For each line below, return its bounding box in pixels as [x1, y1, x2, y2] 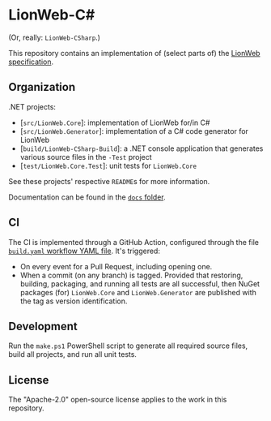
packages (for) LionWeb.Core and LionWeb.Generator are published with [19, 287, 256, 297]
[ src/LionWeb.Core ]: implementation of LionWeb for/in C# [19, 118, 210, 127]
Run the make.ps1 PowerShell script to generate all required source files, [8, 341, 248, 350]
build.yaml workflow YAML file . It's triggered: [8, 246, 160, 256]
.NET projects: [8, 101, 57, 111]
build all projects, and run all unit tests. [8, 350, 138, 359]
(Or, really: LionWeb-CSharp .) [8, 32, 101, 42]
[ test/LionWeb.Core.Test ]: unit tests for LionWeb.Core [19, 161, 197, 170]
